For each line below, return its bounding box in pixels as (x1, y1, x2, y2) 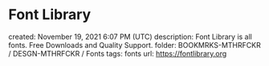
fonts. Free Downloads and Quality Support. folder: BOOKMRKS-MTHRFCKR (8, 40, 261, 49)
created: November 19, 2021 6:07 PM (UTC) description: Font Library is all (8, 32, 253, 41)
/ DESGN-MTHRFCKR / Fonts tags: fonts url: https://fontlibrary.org (8, 49, 227, 58)
